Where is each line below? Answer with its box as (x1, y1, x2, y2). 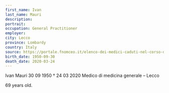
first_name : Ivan (5, 7, 42, 13)
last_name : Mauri (5, 12, 42, 17)
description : (5, 17, 33, 22)
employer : (5, 31, 26, 36)
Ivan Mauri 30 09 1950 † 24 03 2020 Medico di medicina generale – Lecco (5, 72, 159, 78)
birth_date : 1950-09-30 (5, 54, 55, 59)
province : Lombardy (5, 40, 46, 45)
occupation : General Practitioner (5, 26, 78, 31)
